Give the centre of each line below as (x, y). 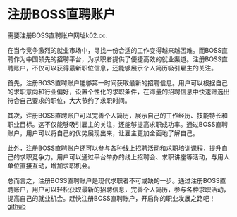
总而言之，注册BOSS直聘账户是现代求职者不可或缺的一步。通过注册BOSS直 (117, 180)
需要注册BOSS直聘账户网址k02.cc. (57, 35)
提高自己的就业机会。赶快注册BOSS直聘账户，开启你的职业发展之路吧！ (111, 198)
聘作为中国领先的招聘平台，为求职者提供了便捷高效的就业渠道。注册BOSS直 (117, 59)
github (17, 206)
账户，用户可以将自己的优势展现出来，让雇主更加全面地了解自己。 (103, 133)
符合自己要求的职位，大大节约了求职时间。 (69, 100)
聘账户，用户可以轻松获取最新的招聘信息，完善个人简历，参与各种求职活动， (119, 189)
